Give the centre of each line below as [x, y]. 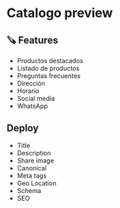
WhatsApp [32, 106]
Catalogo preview [60, 13]
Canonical [32, 168]
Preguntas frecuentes [49, 76]
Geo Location [37, 183]
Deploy [23, 128]
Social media [36, 98]
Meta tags [32, 175]
